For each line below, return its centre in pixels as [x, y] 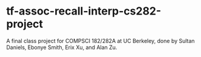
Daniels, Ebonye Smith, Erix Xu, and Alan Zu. [62, 47]
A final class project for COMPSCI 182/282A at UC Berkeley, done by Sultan [100, 41]
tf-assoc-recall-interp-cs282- [84, 11]
